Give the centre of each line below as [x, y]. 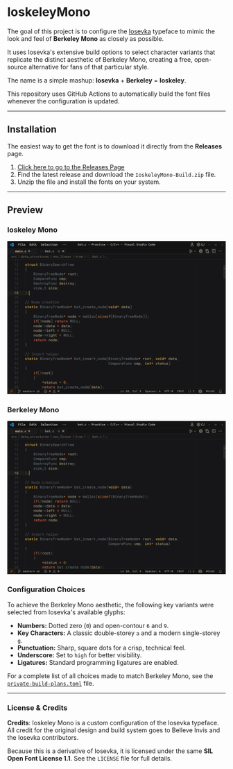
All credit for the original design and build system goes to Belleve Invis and [114, 730]
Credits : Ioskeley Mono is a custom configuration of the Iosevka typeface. [113, 723]
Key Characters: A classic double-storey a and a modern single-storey [119, 633]
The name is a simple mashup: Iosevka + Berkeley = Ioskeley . [97, 80]
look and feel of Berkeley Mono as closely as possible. [86, 38]
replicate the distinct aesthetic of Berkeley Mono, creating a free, [100, 59]
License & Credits [37, 707]
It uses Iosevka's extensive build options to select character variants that [111, 52]
